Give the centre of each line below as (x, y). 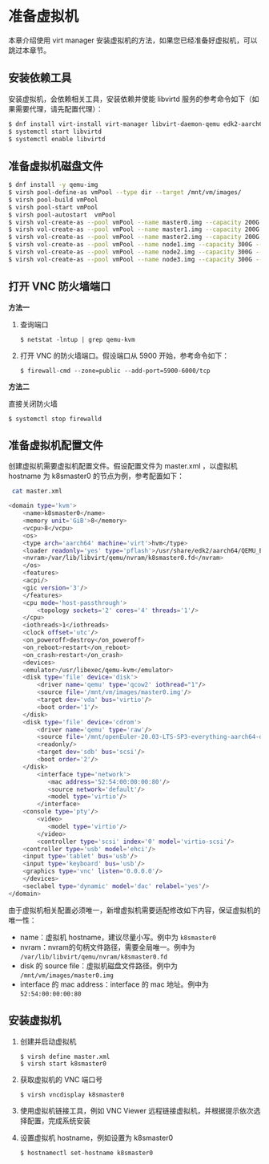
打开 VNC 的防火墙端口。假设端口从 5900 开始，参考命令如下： (124, 355)
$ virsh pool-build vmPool (53, 200)
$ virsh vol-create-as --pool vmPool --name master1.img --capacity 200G (134, 229)
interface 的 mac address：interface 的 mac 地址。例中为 (114, 984)
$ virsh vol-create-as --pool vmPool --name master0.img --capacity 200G (134, 222)
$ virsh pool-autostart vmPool (62, 215)
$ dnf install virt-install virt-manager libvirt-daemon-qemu (114, 124)
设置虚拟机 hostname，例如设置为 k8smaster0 (96, 1138)
